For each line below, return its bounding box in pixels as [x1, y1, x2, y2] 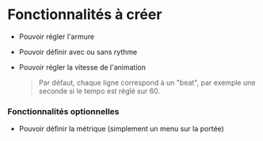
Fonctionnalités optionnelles [7, 105, 120, 116]
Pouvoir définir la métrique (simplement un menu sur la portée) [18, 124, 225, 134]
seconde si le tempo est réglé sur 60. [38, 86, 160, 96]
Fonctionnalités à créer [7, 6, 162, 24]
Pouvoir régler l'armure [18, 32, 95, 41]
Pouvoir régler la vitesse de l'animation [18, 62, 146, 72]
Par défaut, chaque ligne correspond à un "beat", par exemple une [38, 78, 256, 87]
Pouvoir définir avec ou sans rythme [18, 47, 138, 56]
